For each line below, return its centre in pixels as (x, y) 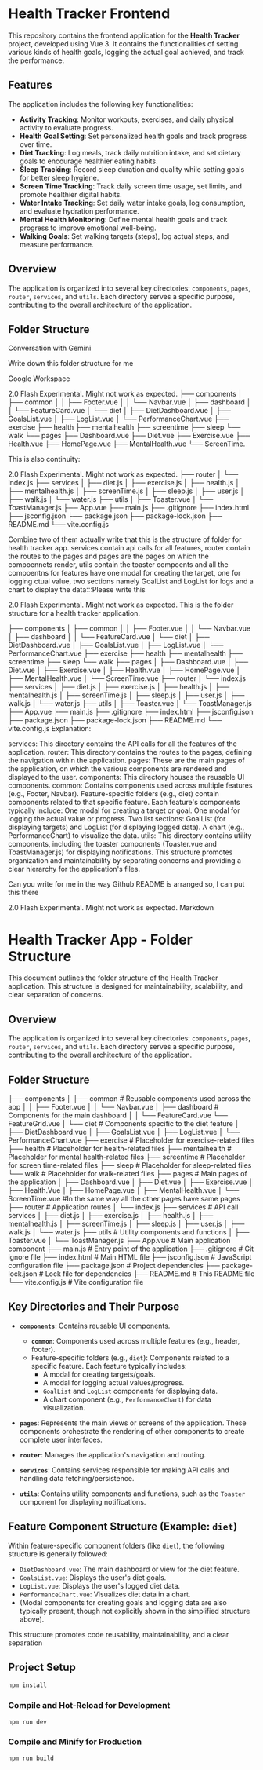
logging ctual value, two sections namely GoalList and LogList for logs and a (131, 581)
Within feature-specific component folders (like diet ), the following (116, 1545)
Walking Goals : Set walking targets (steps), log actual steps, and (124, 236)
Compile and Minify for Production (75, 1742)
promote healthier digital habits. (71, 194)
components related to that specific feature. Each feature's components (124, 803)
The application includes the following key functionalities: (101, 104)
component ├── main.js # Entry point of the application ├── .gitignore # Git (131, 1249)
